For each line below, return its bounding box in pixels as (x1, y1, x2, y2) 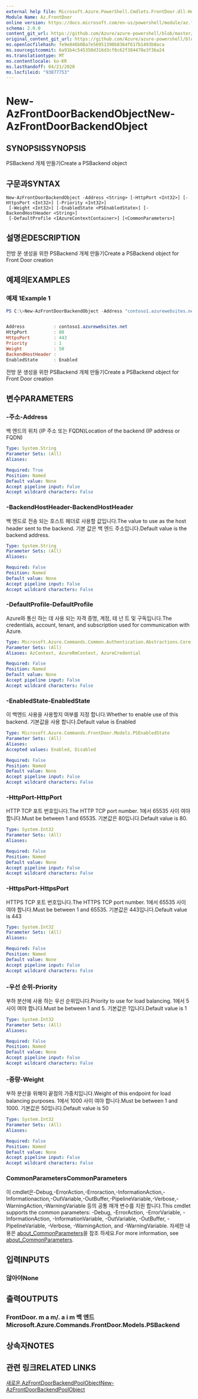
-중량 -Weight (6, 1075, 44, 1083)
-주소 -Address (6, 412, 48, 421)
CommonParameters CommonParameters (6, 1174, 128, 1182)
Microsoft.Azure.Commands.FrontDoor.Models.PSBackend (6, 1321, 180, 1329)
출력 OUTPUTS (6, 1294, 58, 1304)
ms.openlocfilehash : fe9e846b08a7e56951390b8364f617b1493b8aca (6, 42, 165, 48)
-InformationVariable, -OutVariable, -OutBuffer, (52, 1215, 166, 1222)
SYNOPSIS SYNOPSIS (6, 143, 87, 153)
